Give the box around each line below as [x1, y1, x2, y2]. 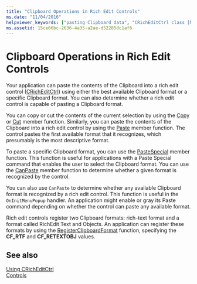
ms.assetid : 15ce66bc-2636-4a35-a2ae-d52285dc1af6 [6, 25, 133, 31]
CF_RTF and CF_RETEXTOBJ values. [6, 233, 96, 240]
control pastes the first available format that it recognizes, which [6, 131, 162, 138]
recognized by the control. [6, 173, 70, 180]
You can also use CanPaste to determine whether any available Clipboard [6, 184, 181, 191]
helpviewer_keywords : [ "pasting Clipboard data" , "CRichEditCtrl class [6, 19, 185, 25]
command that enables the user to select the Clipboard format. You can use [6, 160, 189, 167]
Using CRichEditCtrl [6, 266, 54, 272]
